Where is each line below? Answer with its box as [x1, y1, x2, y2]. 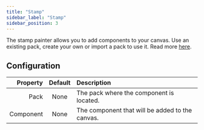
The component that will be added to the [76, 106, 192, 115]
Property [16, 79, 44, 87]
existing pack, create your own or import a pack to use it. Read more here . [6, 43, 192, 50]
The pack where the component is [76, 89, 174, 97]
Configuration [6, 60, 61, 71]
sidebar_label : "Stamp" [6, 15, 67, 21]
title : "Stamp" [6, 8, 45, 15]
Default [49, 79, 71, 87]
